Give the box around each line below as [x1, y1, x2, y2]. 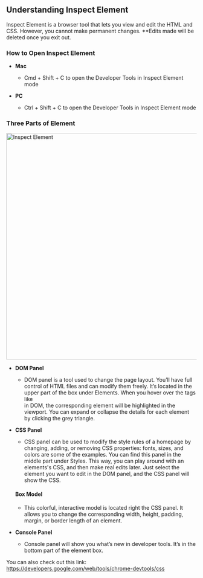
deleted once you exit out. [6, 33, 71, 41]
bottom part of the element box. [24, 547, 104, 554]
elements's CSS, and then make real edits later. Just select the [24, 464, 180, 471]
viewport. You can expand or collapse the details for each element [24, 408, 190, 416]
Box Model [14, 490, 43, 498]
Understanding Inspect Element [6, 5, 129, 15]
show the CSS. [24, 477, 61, 484]
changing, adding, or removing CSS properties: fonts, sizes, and [24, 445, 184, 452]
